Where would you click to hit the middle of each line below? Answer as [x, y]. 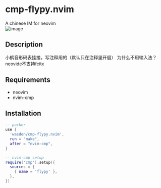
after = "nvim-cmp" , [31, 144]
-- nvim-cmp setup [24, 158]
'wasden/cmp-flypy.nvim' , [37, 134]
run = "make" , [24, 139]
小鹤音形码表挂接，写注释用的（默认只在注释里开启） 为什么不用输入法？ [81, 57]
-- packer [16, 125]
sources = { [22, 167]
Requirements [28, 80]
